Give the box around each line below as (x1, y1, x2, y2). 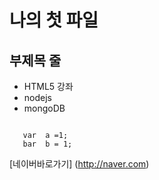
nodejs (23, 92, 52, 103)
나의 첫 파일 (9, 9, 99, 32)
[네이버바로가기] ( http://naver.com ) (9, 158, 150, 170)
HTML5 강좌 (23, 81, 74, 92)
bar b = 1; (22, 139, 73, 149)
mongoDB (23, 102, 66, 114)
